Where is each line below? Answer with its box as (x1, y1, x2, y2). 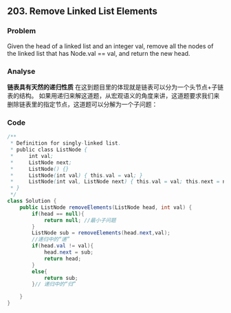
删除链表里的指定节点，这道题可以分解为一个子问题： (7, 100, 158, 108)
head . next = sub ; (43, 249, 94, 256)
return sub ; (43, 274, 78, 281)
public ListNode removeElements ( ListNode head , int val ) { (19, 203, 192, 211)
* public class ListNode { (10, 146, 88, 154)
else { (32, 268, 48, 275)
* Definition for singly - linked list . (10, 140, 122, 147)
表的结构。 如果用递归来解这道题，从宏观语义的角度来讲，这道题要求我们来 (7, 91, 220, 99)
